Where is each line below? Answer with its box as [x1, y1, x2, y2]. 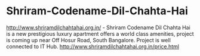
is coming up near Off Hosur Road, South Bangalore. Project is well [6, 36, 171, 43]
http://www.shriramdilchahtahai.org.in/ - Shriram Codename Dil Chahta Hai [6, 24, 191, 31]
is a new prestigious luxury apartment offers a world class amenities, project [6, 30, 194, 37]
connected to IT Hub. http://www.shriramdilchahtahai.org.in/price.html [6, 43, 179, 50]
